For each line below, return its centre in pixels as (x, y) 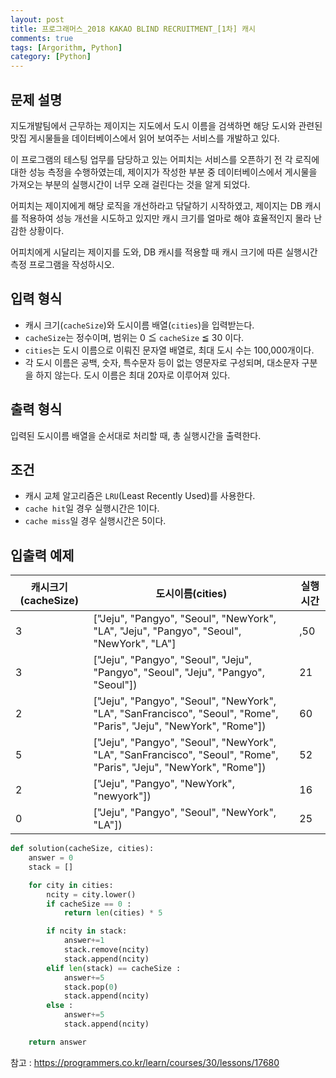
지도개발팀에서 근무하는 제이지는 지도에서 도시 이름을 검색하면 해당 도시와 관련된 (166, 125)
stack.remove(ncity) (106, 950)
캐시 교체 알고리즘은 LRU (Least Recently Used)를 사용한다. (140, 496)
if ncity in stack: (87, 931)
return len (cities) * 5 (113, 913)
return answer (57, 1042)
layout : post (37, 19)
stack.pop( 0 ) (90, 987)
